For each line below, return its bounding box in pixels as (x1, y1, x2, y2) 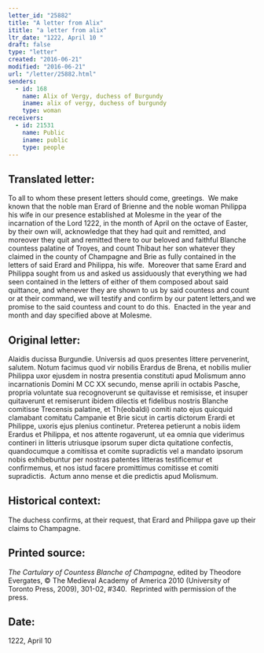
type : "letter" (8, 48, 58, 56)
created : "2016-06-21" (8, 56, 82, 64)
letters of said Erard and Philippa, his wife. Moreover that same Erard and (8, 261, 247, 270)
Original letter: (8, 333, 81, 347)
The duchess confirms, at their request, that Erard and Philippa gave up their (8, 515, 256, 525)
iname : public (22, 135, 68, 144)
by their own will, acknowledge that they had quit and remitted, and (8, 227, 226, 236)
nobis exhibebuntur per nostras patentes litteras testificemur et (8, 455, 213, 464)
